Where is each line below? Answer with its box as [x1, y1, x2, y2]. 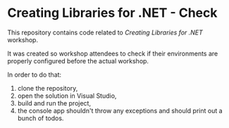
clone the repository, [17, 84, 78, 92]
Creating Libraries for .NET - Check [7, 5, 218, 21]
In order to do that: [7, 70, 62, 79]
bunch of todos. [17, 114, 64, 122]
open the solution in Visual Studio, [17, 91, 117, 100]
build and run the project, [17, 98, 92, 107]
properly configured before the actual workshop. [7, 56, 149, 65]
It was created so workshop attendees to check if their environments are [7, 49, 218, 58]
